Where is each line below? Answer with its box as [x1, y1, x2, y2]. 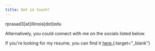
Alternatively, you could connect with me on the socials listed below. [5, 30, 146, 36]
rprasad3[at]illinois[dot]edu [5, 21, 61, 27]
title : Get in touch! [5, 7, 50, 12]
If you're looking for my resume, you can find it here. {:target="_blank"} [5, 40, 151, 46]
